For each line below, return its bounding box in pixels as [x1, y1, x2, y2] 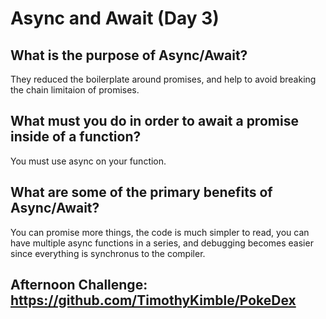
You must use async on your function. [10, 155, 167, 167]
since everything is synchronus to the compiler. [10, 247, 206, 259]
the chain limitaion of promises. [10, 84, 140, 96]
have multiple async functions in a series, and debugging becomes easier [10, 237, 314, 249]
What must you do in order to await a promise [10, 113, 299, 130]
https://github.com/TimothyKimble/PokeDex [10, 292, 297, 309]
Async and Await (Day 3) [10, 7, 220, 30]
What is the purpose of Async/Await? [10, 47, 248, 64]
